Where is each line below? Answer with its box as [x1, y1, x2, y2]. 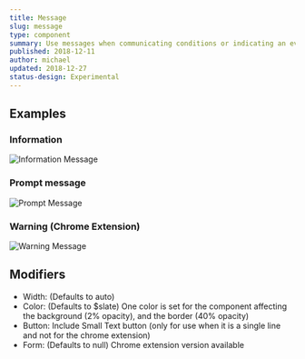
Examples [9, 106, 66, 122]
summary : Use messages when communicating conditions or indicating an [9, 38, 286, 48]
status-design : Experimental [9, 73, 120, 82]
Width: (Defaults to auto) [22, 291, 115, 302]
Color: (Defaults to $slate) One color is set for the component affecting [22, 301, 288, 312]
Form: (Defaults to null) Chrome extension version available [22, 339, 245, 350]
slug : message [9, 22, 64, 31]
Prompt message [9, 176, 86, 189]
